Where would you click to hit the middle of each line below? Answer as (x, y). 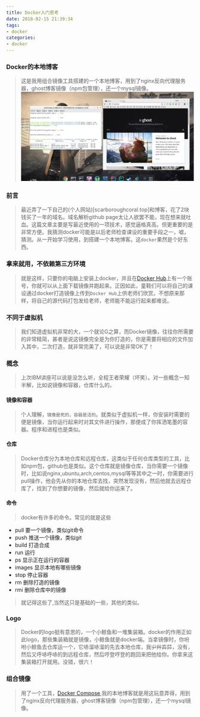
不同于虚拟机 (25, 318)
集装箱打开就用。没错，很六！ (57, 662)
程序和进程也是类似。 (57, 429)
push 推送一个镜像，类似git (48, 537)
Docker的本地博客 (32, 67)
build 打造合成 (32, 545)
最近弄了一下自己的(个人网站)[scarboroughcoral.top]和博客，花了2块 (105, 210)
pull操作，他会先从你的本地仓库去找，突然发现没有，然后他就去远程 (103, 481)
